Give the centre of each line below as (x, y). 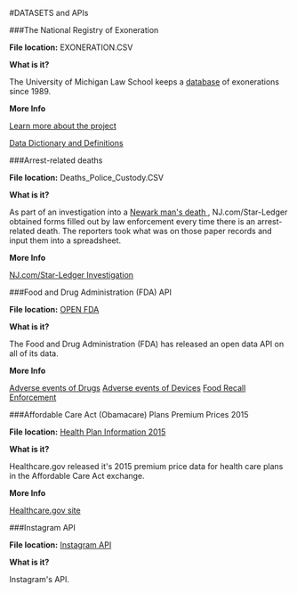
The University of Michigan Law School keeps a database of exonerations (144, 82)
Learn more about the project (63, 126)
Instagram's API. (39, 579)
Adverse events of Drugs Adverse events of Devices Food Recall (128, 388)
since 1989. (30, 91)
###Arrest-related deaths (56, 160)
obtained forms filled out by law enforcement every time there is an (132, 221)
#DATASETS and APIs (49, 13)
